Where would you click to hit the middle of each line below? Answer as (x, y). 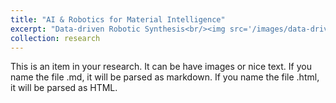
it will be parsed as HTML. (64, 88)
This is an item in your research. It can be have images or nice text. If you (161, 67)
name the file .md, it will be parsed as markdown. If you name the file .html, (165, 77)
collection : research (55, 38)
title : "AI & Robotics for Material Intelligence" (118, 19)
